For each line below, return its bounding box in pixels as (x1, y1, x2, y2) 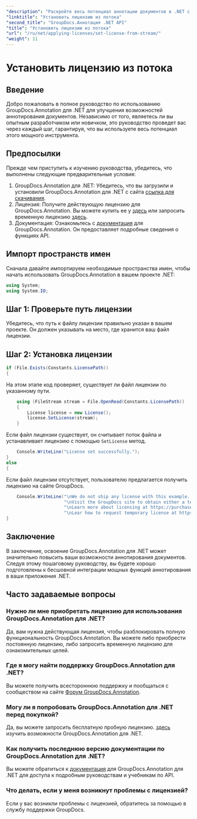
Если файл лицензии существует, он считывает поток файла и (6, 431, 162, 439)
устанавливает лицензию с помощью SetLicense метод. (6, 437, 147, 445)
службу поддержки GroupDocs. (6, 806, 85, 813)
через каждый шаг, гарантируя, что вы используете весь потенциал (6, 125, 178, 132)
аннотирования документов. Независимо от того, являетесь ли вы (6, 113, 174, 120)
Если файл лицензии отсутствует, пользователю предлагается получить (6, 476, 188, 483)
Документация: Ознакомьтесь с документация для (14, 219, 144, 227)
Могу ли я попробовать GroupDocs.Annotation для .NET (6, 703, 174, 711)
